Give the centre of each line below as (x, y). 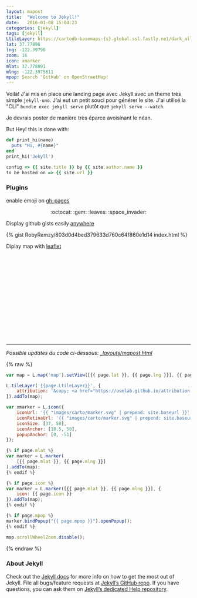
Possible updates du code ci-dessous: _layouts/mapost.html (79, 353)
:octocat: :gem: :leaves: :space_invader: (98, 212)
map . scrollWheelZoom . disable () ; (45, 537)
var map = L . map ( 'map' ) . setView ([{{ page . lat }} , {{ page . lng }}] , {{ (94, 375)
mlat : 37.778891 (26, 66)
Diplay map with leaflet (34, 246)
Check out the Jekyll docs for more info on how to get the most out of (90, 576)
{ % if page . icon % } (30, 483)
